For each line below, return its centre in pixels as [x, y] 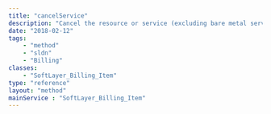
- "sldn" [38, 53]
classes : [23, 68]
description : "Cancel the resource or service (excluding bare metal [128, 23]
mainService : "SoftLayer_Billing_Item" [77, 98]
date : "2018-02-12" [41, 31]
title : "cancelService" [48, 16]
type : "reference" [39, 83]
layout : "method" [38, 90]
